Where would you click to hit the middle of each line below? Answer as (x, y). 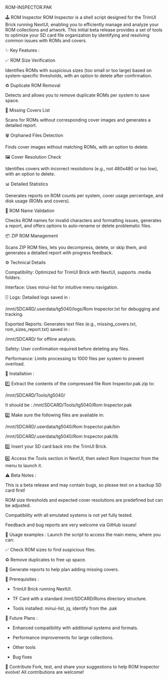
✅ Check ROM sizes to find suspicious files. (51, 550)
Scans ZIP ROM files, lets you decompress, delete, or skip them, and (76, 247)
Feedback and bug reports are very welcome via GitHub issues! (71, 525)
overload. (15, 364)
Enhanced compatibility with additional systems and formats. (75, 628)
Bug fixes (22, 657)
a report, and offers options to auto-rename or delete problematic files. (78, 226)
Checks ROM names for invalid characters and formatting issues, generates (83, 220)
